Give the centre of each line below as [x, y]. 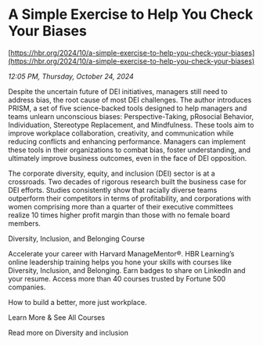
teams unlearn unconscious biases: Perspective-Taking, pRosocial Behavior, [131, 116]
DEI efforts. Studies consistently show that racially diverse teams [113, 190]
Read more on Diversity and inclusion [68, 332]
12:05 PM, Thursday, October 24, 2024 [71, 76]
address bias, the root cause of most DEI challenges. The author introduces [130, 100]
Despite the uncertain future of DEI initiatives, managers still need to [118, 91]
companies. [27, 287]
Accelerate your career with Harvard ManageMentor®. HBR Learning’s [121, 253]
